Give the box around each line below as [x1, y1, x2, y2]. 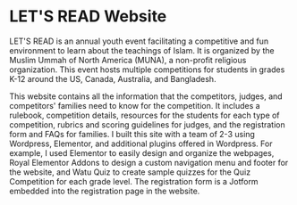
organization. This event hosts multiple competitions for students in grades [9, 64, 285, 75]
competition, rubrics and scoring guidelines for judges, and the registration [9, 119, 286, 130]
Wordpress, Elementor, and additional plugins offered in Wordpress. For [9, 138, 273, 149]
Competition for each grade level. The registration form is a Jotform [9, 176, 259, 186]
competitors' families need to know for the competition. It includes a [9, 100, 261, 111]
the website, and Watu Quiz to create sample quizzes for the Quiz [9, 167, 251, 177]
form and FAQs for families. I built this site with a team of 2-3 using [9, 128, 255, 139]
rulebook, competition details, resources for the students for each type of [9, 110, 280, 120]
